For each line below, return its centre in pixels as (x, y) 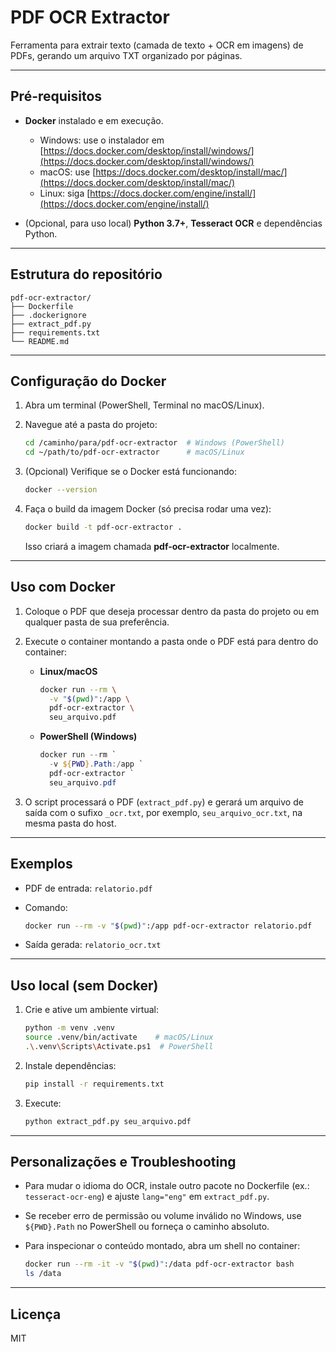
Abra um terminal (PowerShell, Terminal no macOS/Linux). (144, 405)
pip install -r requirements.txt (94, 1084)
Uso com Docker (63, 587)
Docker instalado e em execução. (94, 120)
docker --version (61, 490)
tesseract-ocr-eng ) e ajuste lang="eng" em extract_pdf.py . (147, 1197)
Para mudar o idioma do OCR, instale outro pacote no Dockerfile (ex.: (167, 1186)
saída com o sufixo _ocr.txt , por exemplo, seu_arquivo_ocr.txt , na (163, 812)
